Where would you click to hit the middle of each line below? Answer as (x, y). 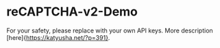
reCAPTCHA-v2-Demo (72, 12)
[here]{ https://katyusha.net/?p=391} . (58, 37)
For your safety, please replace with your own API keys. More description (110, 30)
